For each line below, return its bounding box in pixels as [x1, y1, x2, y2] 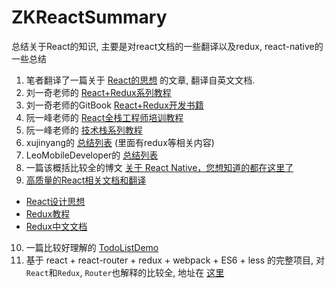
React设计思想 [25, 195, 86, 207]
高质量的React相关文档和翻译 [25, 174, 147, 186]
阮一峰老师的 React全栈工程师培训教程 [25, 111, 184, 123]
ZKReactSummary [11, 6, 168, 29]
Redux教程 [25, 207, 71, 220]
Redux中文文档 [25, 220, 88, 232]
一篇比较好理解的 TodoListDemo [25, 241, 159, 253]
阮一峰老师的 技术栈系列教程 [25, 124, 143, 136]
